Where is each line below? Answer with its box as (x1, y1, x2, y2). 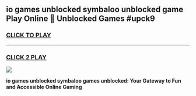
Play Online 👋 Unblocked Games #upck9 (6, 14, 156, 24)
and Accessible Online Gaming (6, 83, 82, 90)
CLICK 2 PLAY (6, 53, 47, 61)
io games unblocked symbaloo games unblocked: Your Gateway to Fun (6, 77, 181, 84)
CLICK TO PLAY (6, 31, 51, 40)
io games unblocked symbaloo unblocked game (6, 5, 184, 15)
